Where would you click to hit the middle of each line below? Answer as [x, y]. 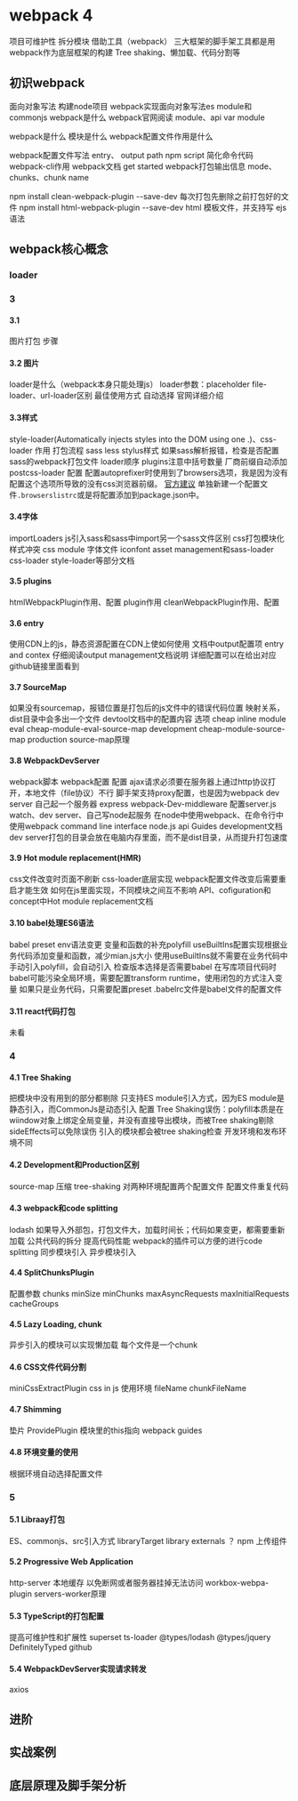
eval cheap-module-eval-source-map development [103, 729]
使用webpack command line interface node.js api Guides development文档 [146, 826]
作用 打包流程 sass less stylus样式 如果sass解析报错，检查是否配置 [157, 450]
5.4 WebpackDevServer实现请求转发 [78, 1668]
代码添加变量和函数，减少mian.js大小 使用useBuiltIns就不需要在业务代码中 [152, 956]
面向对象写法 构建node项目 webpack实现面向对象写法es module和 [131, 106]
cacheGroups [34, 1303]
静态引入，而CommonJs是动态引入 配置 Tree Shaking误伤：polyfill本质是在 [147, 1109]
